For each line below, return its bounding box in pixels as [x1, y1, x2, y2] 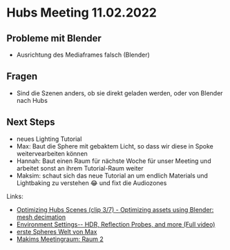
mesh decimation [16, 213, 66, 221]
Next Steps [6, 116, 55, 128]
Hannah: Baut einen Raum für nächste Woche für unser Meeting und [16, 157, 211, 165]
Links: [6, 192, 23, 200]
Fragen [6, 70, 38, 82]
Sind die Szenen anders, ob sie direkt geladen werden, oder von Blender [16, 88, 223, 97]
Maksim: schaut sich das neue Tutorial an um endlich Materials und [16, 171, 209, 180]
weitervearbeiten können [16, 149, 88, 157]
